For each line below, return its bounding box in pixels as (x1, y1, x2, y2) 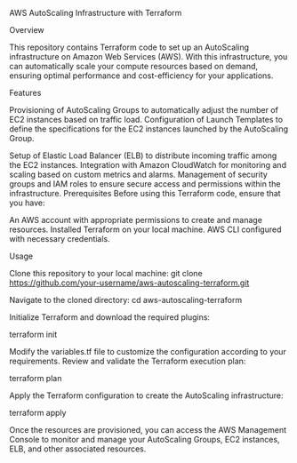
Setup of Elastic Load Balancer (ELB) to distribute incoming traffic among (9, 150, 277, 161)
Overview (9, 25, 44, 35)
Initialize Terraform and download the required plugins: (9, 312, 211, 323)
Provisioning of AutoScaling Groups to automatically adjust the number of (9, 105, 278, 115)
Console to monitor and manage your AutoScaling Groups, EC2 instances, (9, 435, 280, 444)
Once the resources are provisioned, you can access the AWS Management (9, 425, 287, 435)
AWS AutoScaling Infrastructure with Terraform (9, 8, 182, 18)
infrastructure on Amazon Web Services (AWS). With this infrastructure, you (9, 52, 288, 61)
